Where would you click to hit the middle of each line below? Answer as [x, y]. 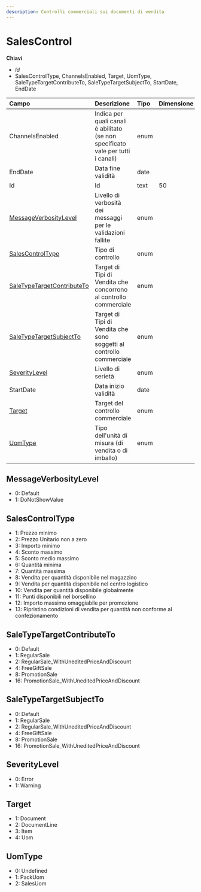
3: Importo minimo [37, 546]
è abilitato [109, 128]
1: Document [30, 818]
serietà [105, 376]
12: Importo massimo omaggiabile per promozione [77, 603]
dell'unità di [111, 435]
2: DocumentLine [36, 825]
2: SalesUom [31, 884]
